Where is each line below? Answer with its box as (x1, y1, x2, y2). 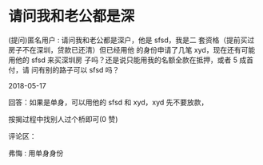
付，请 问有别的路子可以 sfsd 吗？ (8, 65, 120, 74)
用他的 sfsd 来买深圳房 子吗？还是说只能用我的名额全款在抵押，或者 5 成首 (8, 55, 254, 65)
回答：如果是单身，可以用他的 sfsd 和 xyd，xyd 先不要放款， (8, 97, 209, 107)
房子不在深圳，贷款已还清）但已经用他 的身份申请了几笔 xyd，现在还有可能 (8, 45, 256, 54)
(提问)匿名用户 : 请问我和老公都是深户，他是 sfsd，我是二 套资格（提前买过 (8, 35, 255, 45)
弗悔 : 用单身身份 (8, 148, 64, 158)
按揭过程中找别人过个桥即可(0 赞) (8, 114, 118, 124)
